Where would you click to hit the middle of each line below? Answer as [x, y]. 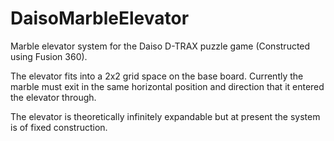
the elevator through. [53, 97]
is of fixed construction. [59, 127]
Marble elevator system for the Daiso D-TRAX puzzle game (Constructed [160, 46]
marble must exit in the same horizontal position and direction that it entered [167, 86]
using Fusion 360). [49, 56]
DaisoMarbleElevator [100, 18]
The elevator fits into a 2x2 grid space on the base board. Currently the [157, 76]
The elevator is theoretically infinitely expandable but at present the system [165, 116]
